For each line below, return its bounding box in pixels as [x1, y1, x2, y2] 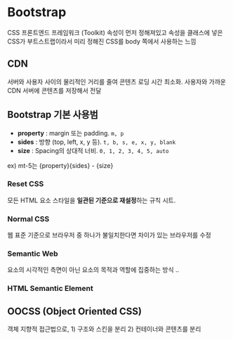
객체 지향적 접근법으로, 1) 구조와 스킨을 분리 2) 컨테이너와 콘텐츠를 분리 [7, 325, 201, 334]
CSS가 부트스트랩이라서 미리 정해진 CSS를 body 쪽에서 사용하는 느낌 [7, 37, 197, 46]
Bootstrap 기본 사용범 [7, 109, 98, 121]
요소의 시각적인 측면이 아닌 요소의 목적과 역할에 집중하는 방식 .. [7, 266, 180, 274]
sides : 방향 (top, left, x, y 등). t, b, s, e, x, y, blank [17, 138, 176, 146]
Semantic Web [7, 249, 58, 259]
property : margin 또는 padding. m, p [17, 129, 124, 137]
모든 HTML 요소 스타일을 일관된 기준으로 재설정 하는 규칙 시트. [7, 196, 176, 204]
